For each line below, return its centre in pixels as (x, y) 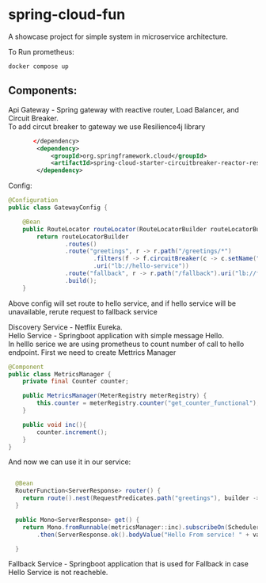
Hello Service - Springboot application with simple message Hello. (116, 335)
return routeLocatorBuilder (83, 236)
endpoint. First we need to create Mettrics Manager (92, 352)
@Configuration (33, 200)
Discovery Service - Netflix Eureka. (65, 327)
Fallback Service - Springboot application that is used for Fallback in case (129, 564)
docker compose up (38, 66)
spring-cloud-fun (67, 15)
